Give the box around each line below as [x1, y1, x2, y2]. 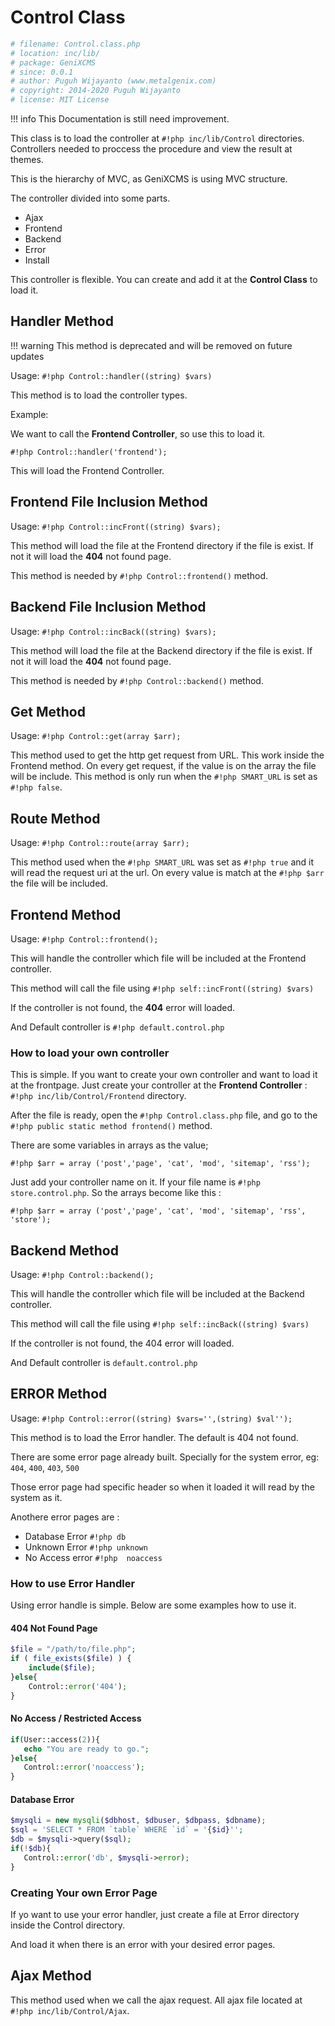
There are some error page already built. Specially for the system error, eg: [10, 1451, 320, 1463]
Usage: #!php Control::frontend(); [10, 932, 159, 945]
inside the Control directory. [10, 1919, 126, 1931]
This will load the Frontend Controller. [10, 464, 165, 476]
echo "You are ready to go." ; [23, 1744, 150, 1754]
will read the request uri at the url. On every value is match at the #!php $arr [10, 867, 325, 879]
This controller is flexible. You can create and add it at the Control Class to [10, 274, 318, 286]
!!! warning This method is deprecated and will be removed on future [10, 339, 293, 351]
